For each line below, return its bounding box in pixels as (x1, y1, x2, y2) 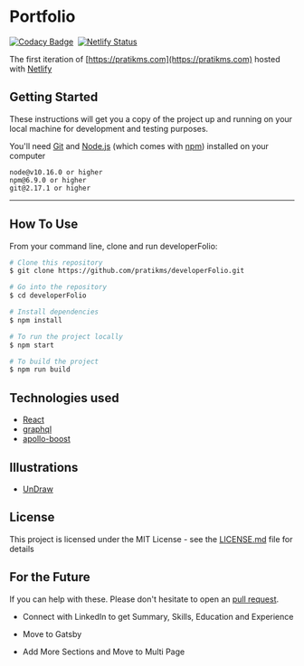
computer (9, 150, 46, 161)
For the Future (9, 569, 90, 585)
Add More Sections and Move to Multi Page (22, 646, 185, 657)
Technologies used (9, 390, 119, 406)
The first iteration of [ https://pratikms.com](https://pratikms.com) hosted (9, 53, 280, 64)
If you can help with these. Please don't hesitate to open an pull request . (9, 594, 280, 605)
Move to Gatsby (22, 628, 82, 639)
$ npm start (9, 341, 54, 350)
